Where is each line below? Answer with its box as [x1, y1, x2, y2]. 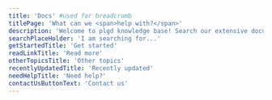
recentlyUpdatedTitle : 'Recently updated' [8, 65, 154, 73]
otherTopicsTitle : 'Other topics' [8, 57, 125, 65]
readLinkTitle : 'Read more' [8, 49, 104, 57]
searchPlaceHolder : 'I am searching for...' [8, 34, 161, 43]
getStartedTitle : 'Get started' [8, 42, 117, 50]
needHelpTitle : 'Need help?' [8, 72, 107, 80]
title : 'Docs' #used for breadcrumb [8, 11, 132, 20]
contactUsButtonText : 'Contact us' [8, 79, 129, 87]
